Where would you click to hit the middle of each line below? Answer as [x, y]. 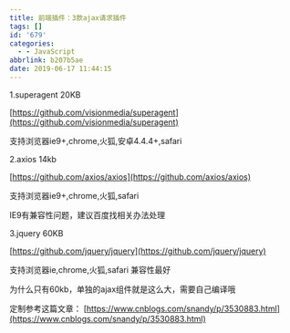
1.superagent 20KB [45, 94]
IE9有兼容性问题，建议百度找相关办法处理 [88, 214]
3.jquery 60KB [36, 233]
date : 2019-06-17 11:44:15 [61, 69]
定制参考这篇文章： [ [48, 308]
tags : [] [26, 26]
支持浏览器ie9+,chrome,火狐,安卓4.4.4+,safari [96, 140]
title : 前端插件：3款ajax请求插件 [68, 18]
